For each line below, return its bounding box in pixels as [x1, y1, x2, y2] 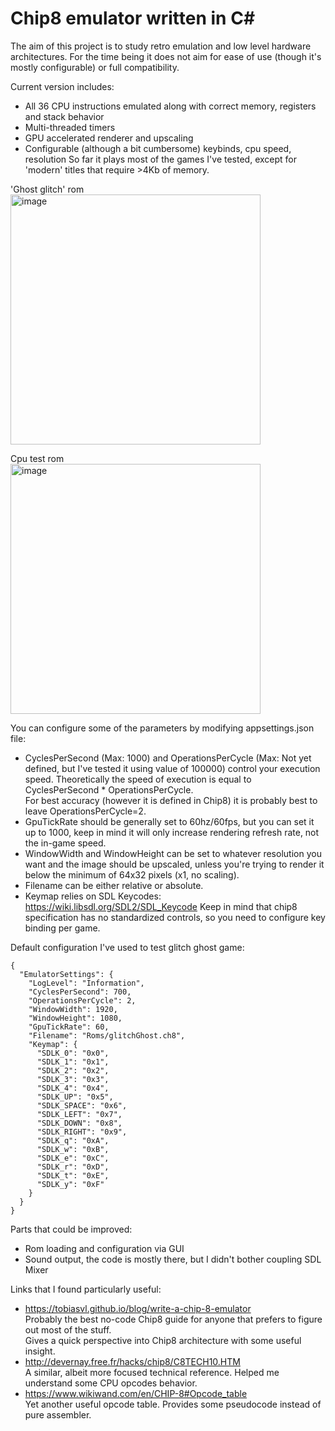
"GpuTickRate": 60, [28, 1022, 110, 1032]
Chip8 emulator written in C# [10, 7, 256, 30]
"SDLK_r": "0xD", [36, 1162, 110, 1172]
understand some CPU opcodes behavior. [24, 1377, 198, 1389]
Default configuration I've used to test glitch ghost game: [10, 941, 245, 953]
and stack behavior [24, 110, 105, 122]
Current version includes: [10, 80, 115, 92]
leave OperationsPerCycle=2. [24, 805, 147, 817]
